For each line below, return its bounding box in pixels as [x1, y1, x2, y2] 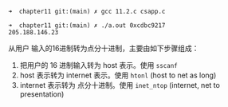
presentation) [19, 89, 65, 99]
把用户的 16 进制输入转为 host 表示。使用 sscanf [19, 61, 178, 69]
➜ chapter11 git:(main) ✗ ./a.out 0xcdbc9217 [8, 22, 166, 30]
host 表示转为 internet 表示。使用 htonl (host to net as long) [19, 70, 217, 80]
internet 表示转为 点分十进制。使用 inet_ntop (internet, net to [19, 81, 221, 89]
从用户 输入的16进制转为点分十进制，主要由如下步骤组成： [8, 44, 199, 53]
